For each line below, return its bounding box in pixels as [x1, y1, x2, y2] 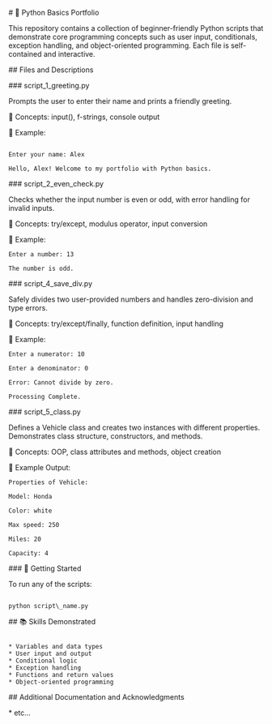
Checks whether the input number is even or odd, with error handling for [8, 195, 251, 204]
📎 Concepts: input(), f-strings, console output [8, 112, 160, 122]
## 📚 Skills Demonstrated [8, 617, 96, 626]
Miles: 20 [8, 535, 42, 543]
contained [8, 49, 42, 58]
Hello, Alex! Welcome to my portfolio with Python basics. [8, 165, 212, 173]
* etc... [8, 708, 31, 718]
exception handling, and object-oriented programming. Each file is [8, 41, 229, 50]
